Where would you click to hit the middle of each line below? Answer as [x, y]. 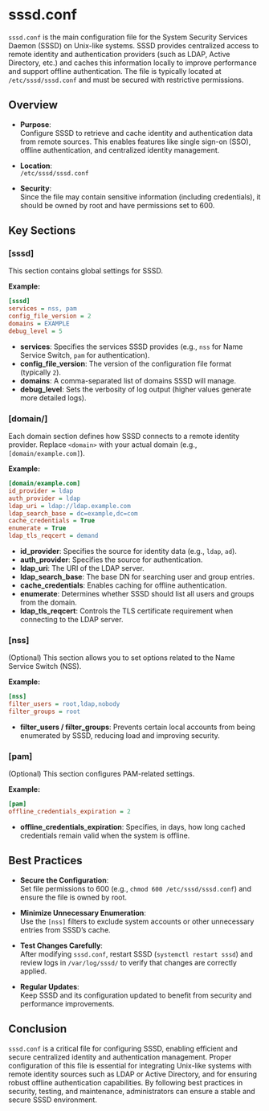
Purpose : [36, 124]
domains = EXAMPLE [39, 324]
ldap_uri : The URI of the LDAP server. [82, 568]
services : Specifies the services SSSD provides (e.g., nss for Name [131, 346]
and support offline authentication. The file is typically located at [115, 71]
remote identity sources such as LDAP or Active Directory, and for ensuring [133, 1074]
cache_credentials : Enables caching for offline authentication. [123, 585]
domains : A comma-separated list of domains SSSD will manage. [128, 380]
